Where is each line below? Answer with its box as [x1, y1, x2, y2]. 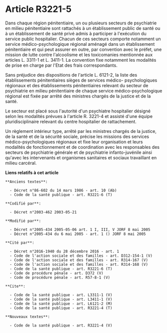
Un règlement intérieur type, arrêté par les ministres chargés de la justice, [5, 128, 157, 134]
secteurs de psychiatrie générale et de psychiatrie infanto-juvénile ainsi [5, 149, 152, 155]
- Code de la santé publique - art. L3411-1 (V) [9, 297, 113, 302]
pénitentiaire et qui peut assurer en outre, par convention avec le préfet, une [5, 46, 162, 52]
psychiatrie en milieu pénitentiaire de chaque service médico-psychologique [5, 88, 163, 94]
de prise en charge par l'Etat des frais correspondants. [5, 62, 118, 68]
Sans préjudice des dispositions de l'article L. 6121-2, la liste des [5, 72, 138, 78]
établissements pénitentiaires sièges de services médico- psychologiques [5, 77, 158, 83]
